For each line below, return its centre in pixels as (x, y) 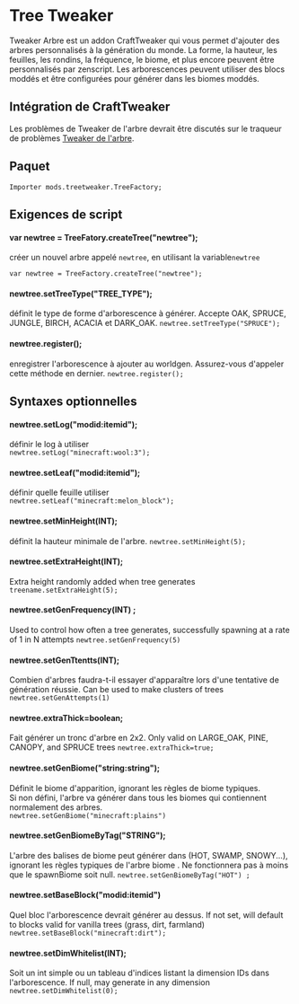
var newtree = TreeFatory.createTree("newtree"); (104, 237)
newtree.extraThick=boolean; (66, 718)
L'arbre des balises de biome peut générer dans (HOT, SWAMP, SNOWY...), (149, 855)
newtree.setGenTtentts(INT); (64, 660)
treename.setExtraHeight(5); (64, 590)
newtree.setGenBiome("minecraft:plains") (88, 815)
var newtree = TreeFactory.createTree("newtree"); (106, 274)
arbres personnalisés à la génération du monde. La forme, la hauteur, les (144, 49)
